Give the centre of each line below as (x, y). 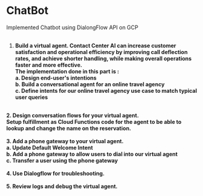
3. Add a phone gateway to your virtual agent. (65, 141)
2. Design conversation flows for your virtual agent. (73, 115)
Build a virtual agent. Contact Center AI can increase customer (95, 46)
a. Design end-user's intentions (56, 78)
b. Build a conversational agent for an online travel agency (90, 84)
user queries (32, 97)
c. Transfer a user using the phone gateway (62, 160)
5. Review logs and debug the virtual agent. (62, 186)
